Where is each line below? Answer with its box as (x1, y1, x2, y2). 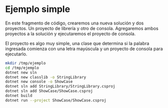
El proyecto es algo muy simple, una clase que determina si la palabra (5, 40, 149, 46)
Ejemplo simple (5, 3, 70, 15)
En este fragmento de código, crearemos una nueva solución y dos (5, 20, 144, 26)
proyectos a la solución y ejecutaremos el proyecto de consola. (5, 30, 136, 36)
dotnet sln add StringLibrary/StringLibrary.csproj (5, 84, 115, 89)
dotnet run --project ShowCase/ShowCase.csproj (5, 97, 107, 103)
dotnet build (5, 93, 33, 98)
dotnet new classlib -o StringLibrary (5, 74, 86, 79)
